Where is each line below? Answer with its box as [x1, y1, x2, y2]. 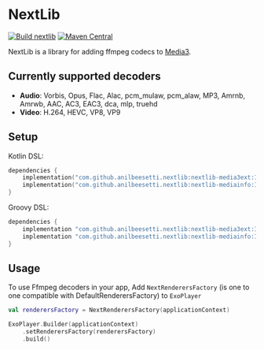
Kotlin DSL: [8, 151, 44, 161]
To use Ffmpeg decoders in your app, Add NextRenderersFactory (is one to [8, 282, 250, 292]
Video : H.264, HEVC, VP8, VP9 [19, 107, 121, 117]
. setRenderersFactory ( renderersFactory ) [22, 328, 156, 336]
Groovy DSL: [8, 203, 49, 212]
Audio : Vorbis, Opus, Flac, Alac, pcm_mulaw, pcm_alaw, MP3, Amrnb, [19, 91, 246, 100]
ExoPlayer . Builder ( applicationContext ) [8, 321, 139, 329]
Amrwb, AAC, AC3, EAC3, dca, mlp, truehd [19, 99, 159, 108]
